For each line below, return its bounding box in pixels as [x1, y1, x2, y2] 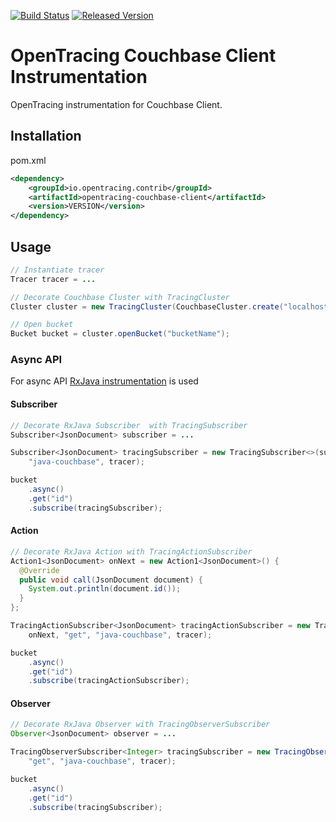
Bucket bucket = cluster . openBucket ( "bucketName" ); [10, 329, 230, 339]
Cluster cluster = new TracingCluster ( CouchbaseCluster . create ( [10, 301, 284, 312]
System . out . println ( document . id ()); [28, 584, 182, 594]
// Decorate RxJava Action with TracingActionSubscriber [10, 546, 253, 557]
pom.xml [10, 154, 47, 166]
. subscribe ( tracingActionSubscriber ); [28, 676, 190, 686]
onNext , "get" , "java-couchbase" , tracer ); [28, 630, 213, 640]
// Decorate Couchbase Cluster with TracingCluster [10, 292, 230, 302]
